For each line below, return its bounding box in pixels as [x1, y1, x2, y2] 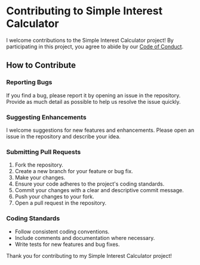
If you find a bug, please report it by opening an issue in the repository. [6, 91, 181, 99]
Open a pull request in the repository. [14, 199, 107, 207]
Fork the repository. [14, 161, 64, 168]
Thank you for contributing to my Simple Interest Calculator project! [6, 252, 172, 259]
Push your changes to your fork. [14, 193, 94, 201]
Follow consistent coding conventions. [14, 228, 110, 235]
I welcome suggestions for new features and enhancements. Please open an [6, 127, 195, 134]
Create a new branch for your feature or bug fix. [14, 168, 133, 175]
